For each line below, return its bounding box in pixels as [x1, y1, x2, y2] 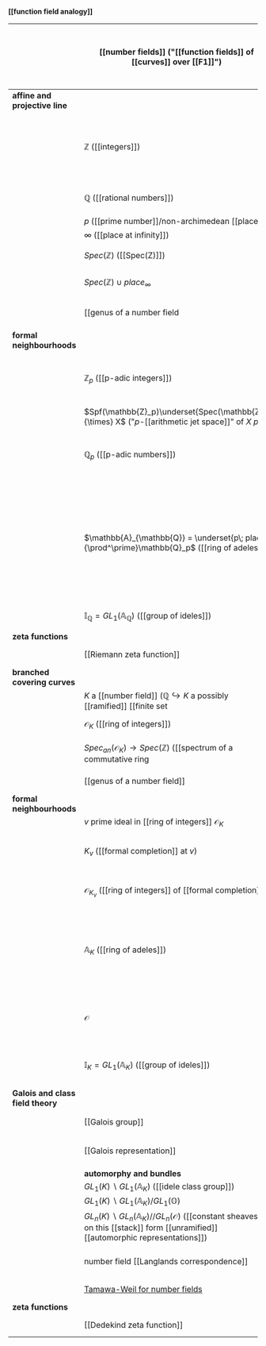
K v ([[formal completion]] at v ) [84, 846, 198, 858]
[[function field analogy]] [8, 7, 93, 16]
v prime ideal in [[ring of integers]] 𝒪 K [84, 816, 224, 828]
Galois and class [12, 1088, 76, 1099]
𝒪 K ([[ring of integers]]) [84, 718, 172, 731]
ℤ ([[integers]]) [84, 141, 141, 152]
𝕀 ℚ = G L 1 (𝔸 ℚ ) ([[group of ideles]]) [84, 611, 212, 623]
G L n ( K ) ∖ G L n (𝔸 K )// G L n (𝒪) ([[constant [84, 1210, 226, 1223]
